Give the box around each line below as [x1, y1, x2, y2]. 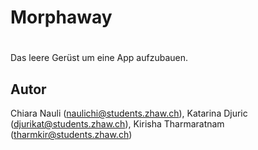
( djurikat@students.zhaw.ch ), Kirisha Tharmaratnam [10, 118, 225, 130]
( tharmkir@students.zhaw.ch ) [10, 129, 133, 141]
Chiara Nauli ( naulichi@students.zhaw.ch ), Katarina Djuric [10, 107, 248, 120]
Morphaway [10, 6, 113, 29]
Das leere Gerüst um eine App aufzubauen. [10, 52, 188, 64]
